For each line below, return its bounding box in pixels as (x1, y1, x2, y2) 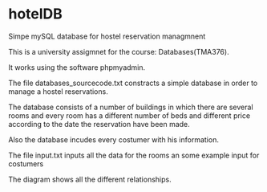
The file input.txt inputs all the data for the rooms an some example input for (8, 150, 260, 160)
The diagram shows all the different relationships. (8, 174, 172, 184)
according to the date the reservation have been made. (8, 119, 190, 129)
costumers (8, 158, 44, 169)
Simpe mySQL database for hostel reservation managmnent (8, 31, 206, 41)
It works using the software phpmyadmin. (8, 62, 146, 72)
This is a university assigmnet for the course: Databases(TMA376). (8, 47, 230, 56)
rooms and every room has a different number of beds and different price (8, 110, 251, 121)
